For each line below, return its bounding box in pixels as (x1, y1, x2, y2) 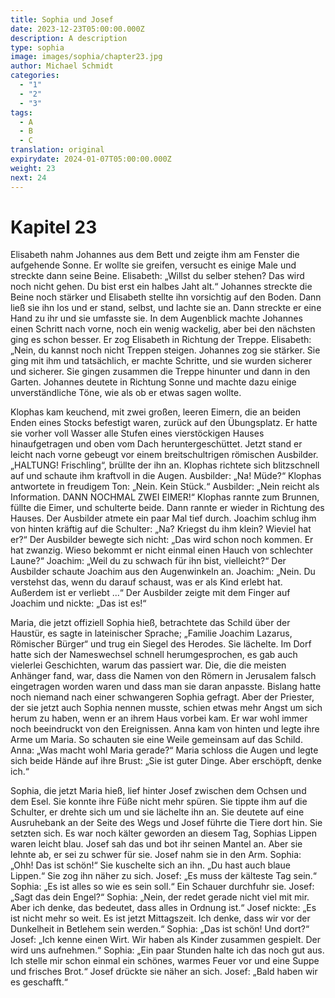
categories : (10, 71, 60, 81)
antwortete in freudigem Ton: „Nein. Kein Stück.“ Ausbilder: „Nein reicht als (10, 481, 320, 493)
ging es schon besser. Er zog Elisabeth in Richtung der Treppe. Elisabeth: (10, 334, 312, 346)
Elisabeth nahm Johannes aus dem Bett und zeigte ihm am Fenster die (10, 249, 300, 261)
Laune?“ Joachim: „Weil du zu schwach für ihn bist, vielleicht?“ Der (10, 555, 287, 567)
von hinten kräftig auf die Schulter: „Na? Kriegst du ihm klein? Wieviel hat (10, 523, 312, 535)
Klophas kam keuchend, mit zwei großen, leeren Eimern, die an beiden (10, 406, 302, 418)
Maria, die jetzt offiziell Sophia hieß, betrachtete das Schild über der (10, 617, 291, 629)
